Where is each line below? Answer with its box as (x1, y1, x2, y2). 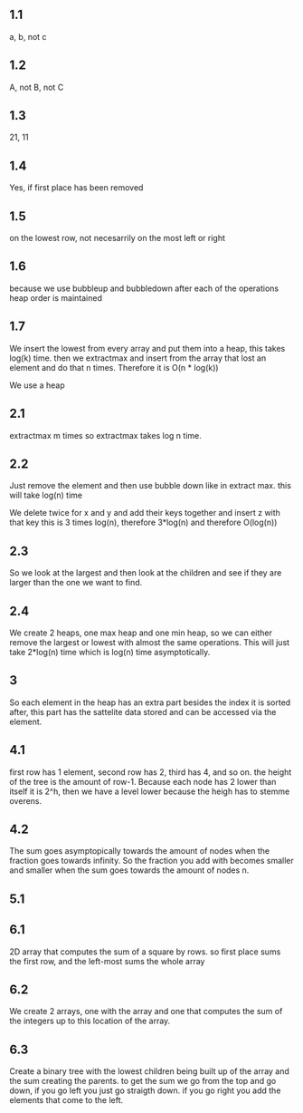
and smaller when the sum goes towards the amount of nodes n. (9, 865, 250, 876)
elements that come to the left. (9, 1095, 124, 1106)
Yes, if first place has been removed (9, 182, 144, 193)
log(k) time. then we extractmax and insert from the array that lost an (9, 353, 267, 363)
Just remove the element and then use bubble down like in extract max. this (9, 480, 292, 491)
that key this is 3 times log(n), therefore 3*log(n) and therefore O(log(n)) (9, 517, 278, 528)
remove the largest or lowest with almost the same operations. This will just (9, 636, 290, 647)
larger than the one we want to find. (9, 577, 143, 588)
